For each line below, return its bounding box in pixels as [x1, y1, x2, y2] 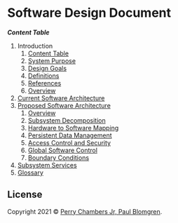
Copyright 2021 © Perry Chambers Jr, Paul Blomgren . [7, 207, 163, 215]
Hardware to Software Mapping [27, 123, 119, 132]
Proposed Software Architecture [17, 101, 111, 109]
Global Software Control [27, 146, 98, 154]
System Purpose [27, 56, 76, 65]
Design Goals [27, 64, 67, 72]
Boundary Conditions [27, 153, 90, 162]
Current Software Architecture [17, 93, 105, 102]
